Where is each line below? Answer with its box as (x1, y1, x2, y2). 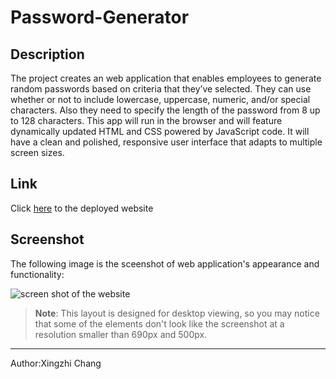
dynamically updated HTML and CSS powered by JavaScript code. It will (10, 126, 310, 137)
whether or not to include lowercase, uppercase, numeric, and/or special (10, 94, 311, 105)
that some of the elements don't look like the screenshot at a (34, 317, 285, 330)
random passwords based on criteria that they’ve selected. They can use (10, 83, 312, 95)
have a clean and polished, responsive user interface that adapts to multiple (10, 136, 323, 148)
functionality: (10, 268, 65, 280)
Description (10, 46, 85, 63)
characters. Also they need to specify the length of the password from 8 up (10, 104, 321, 116)
